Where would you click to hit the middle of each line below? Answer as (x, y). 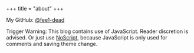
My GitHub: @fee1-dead (35, 20)
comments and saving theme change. (52, 44)
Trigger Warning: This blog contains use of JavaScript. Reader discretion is (97, 31)
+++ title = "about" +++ (35, 9)
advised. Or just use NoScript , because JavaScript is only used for (87, 37)
